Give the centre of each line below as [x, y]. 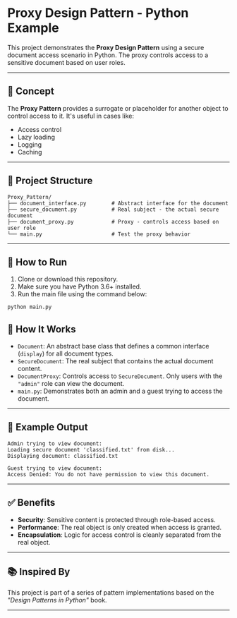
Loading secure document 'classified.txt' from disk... [91, 449]
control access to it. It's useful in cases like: [71, 116]
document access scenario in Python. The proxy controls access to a [108, 55]
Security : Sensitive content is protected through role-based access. [117, 519]
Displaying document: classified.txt [63, 456]
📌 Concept [31, 91]
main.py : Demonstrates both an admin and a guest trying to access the [120, 391]
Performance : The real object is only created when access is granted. [120, 527]
